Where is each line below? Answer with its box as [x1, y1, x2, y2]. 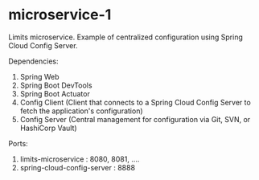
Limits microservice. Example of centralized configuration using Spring [8, 32, 243, 42]
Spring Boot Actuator [19, 88, 90, 98]
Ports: [8, 138, 28, 148]
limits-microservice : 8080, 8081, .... [19, 154, 140, 164]
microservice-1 [8, 6, 112, 24]
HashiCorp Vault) [19, 123, 78, 133]
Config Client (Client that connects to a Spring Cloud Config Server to [19, 97, 251, 107]
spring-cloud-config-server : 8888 [19, 162, 135, 172]
